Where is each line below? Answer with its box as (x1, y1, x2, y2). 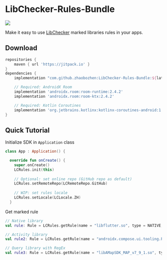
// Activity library (5, 232, 48, 237)
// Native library (5, 218, 43, 223)
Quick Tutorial (5, 126, 50, 134)
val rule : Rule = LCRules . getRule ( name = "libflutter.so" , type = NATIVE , (5, 223, 164, 228)
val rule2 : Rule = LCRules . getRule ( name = (5, 237, 94, 242)
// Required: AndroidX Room (14, 85, 72, 90)
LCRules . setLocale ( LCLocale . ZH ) (14, 195, 81, 200)
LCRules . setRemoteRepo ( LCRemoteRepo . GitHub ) (14, 181, 108, 186)
